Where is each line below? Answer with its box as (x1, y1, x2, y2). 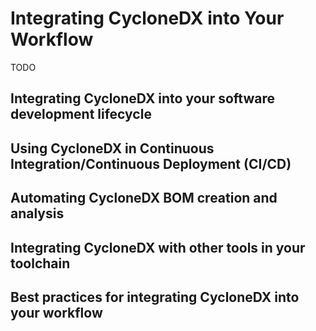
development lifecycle (10, 106, 152, 123)
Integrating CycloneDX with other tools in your (10, 239, 306, 256)
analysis (10, 205, 65, 222)
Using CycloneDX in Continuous (10, 140, 215, 157)
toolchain (10, 255, 71, 272)
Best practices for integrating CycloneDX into (10, 288, 300, 306)
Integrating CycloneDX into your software (10, 90, 276, 107)
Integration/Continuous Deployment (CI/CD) (10, 155, 292, 172)
